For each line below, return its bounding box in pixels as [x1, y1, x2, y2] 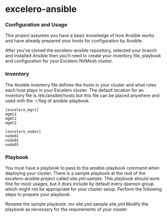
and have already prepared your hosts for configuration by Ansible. [5, 38, 143, 44]
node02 [5, 138, 19, 143]
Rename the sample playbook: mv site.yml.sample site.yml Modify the [5, 201, 149, 207]
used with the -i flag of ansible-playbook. [5, 98, 90, 104]
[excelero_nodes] [5, 129, 41, 134]
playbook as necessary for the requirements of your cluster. [5, 207, 128, 213]
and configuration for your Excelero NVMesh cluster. [5, 58, 113, 64]
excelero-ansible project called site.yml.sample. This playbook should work [5, 176, 160, 182]
